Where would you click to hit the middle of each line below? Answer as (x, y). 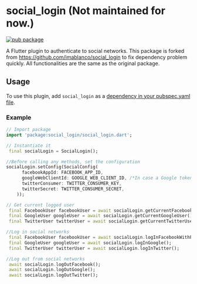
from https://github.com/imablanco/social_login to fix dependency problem (97, 57)
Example (19, 117)
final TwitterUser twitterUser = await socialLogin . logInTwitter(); (94, 248)
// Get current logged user (40, 205)
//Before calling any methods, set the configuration (73, 162)
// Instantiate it (28, 146)
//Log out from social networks (45, 259)
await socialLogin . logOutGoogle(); (52, 270)
